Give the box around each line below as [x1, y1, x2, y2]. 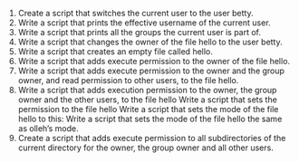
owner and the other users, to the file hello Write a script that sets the [17, 94, 278, 105]
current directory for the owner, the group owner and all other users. [17, 142, 274, 153]
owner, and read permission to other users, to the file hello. [17, 75, 239, 85]
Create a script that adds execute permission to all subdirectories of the [17, 133, 286, 143]
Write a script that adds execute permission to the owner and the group [17, 65, 285, 76]
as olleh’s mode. [17, 123, 79, 134]
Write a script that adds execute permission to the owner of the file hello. [17, 56, 291, 66]
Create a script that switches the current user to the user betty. [17, 8, 254, 18]
